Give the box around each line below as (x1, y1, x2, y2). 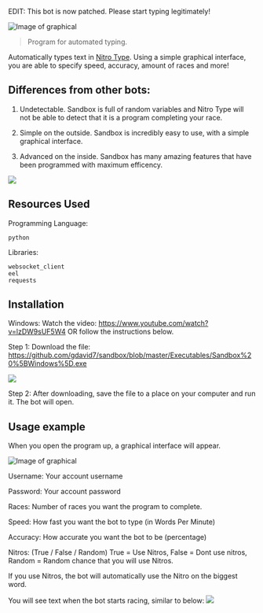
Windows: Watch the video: (8, 319, 97, 328)
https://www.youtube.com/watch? (97, 319, 209, 328)
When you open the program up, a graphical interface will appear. (8, 441, 221, 451)
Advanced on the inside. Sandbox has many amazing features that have (19, 151, 252, 161)
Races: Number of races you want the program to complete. (8, 502, 203, 511)
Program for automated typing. (27, 37, 128, 46)
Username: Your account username (8, 471, 123, 481)
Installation (8, 298, 64, 312)
